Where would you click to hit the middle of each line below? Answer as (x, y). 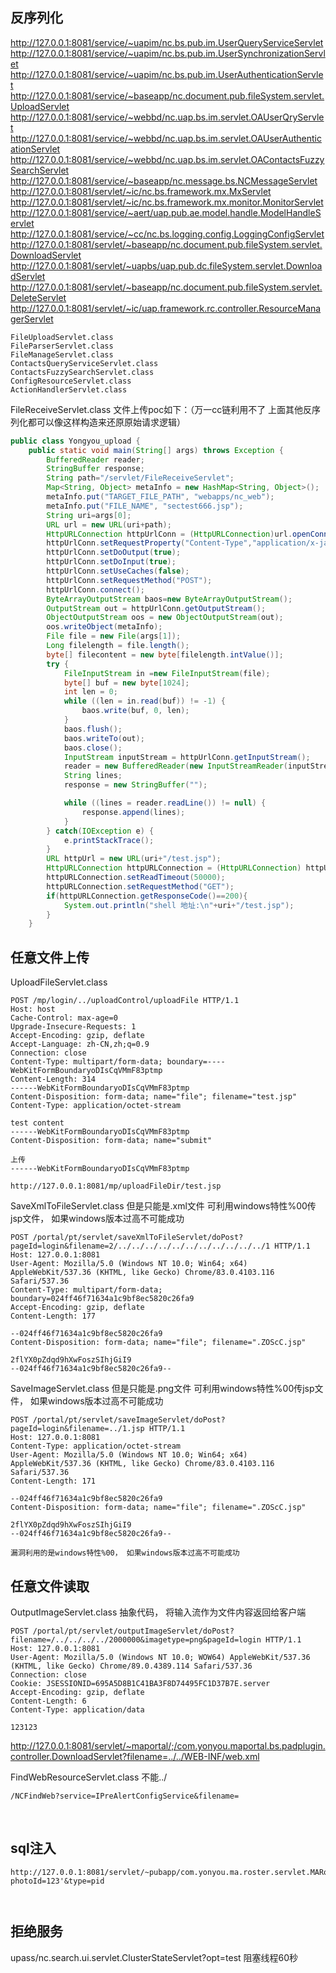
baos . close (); (93, 748)
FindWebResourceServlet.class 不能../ (89, 1777)
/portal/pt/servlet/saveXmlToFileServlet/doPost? (138, 1238)
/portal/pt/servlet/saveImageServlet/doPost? (129, 1420)
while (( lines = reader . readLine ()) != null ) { (165, 803)
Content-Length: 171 (53, 1481)
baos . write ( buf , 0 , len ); (135, 711)
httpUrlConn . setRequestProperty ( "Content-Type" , (149, 543)
